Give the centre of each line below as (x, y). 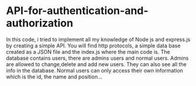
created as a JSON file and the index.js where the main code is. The (88, 51)
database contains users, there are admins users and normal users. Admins (97, 58)
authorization (40, 23)
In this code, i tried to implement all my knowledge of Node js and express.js (98, 39)
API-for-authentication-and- (77, 11)
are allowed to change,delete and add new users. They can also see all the (96, 64)
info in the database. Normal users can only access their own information (95, 70)
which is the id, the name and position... (54, 77)
